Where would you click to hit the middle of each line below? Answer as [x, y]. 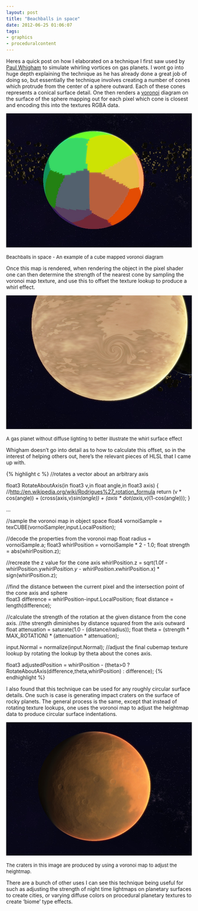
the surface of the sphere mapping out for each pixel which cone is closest [97, 99]
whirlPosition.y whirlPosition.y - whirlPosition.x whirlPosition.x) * [83, 569]
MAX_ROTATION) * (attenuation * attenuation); [62, 636]
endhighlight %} [26, 677]
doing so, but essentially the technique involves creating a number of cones [98, 80]
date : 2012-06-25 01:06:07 [39, 25]
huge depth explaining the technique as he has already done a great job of [97, 74]
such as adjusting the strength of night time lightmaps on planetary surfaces [99, 889]
